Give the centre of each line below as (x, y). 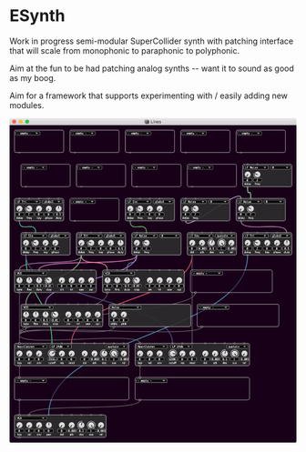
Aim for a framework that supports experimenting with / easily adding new (149, 95)
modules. (27, 105)
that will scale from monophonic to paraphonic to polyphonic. (124, 50)
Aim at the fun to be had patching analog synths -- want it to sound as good (152, 68)
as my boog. (33, 77)
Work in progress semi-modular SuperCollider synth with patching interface (152, 41)
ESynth (37, 16)
